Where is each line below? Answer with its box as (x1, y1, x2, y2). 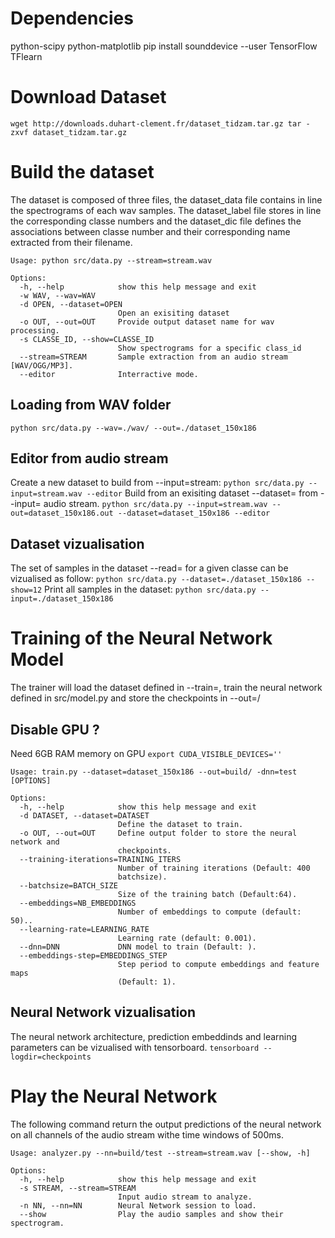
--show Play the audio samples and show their (19, 1209, 284, 1219)
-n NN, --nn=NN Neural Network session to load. (19, 1200, 257, 1211)
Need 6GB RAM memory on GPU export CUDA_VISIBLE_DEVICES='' (10, 748, 283, 759)
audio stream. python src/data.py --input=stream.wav (43, 498, 268, 510)
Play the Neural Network (10, 1085, 218, 1107)
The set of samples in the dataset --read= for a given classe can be (10, 562, 289, 574)
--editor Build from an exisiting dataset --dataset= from (86, 487, 319, 499)
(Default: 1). (117, 977, 177, 987)
